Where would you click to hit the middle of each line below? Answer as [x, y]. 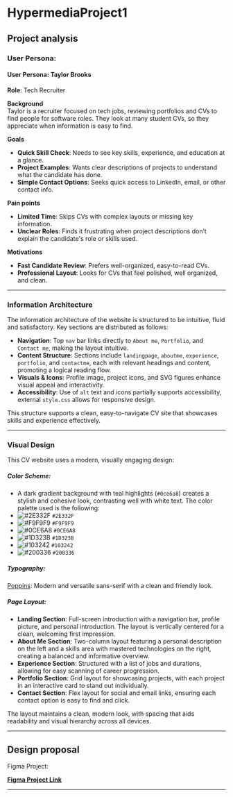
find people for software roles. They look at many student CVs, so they [108, 118]
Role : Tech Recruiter [36, 90]
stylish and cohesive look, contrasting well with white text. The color [115, 501]
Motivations [25, 252]
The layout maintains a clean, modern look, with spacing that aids [101, 714]
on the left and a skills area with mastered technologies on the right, [114, 649]
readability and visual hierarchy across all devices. [79, 721]
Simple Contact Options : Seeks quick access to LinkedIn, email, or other [121, 182]
